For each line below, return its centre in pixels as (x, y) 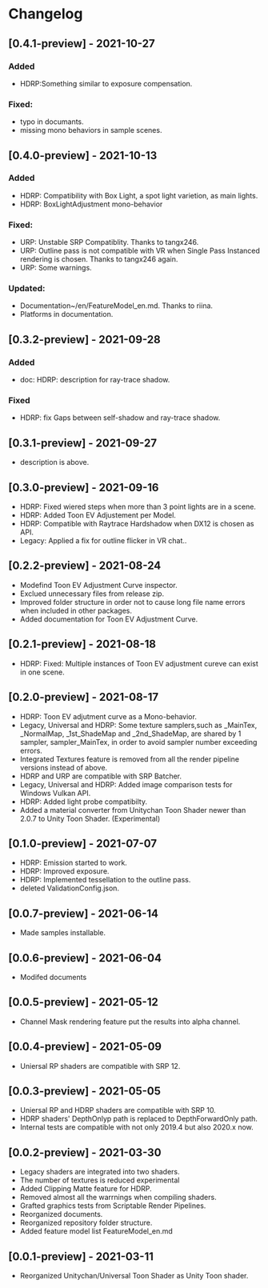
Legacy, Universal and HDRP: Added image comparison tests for (126, 784)
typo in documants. (52, 122)
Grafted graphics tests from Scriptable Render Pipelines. (113, 1206)
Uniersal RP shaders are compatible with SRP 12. (100, 1066)
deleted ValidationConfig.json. (70, 888)
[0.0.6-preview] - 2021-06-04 (85, 958)
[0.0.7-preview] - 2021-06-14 (83, 913)
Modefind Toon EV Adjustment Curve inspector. (98, 585)
